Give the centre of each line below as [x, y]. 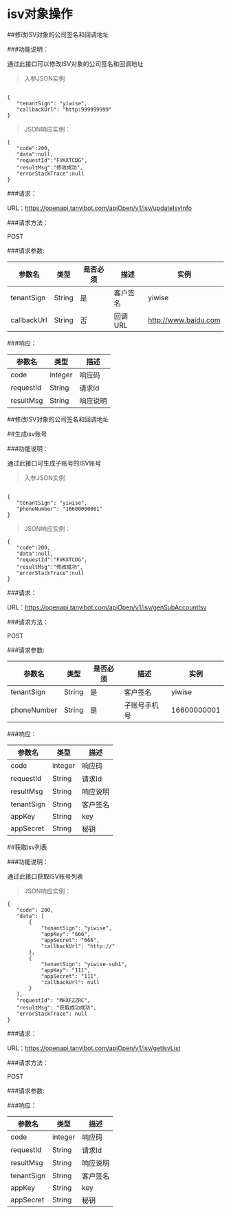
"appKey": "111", [66, 970]
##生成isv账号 [27, 434]
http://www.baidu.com [184, 320]
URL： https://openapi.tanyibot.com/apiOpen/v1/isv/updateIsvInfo [100, 208]
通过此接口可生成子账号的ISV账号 [54, 463]
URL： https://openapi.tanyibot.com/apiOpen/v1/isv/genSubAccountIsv [107, 607]
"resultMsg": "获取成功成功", [56, 1007]
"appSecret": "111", [70, 976]
